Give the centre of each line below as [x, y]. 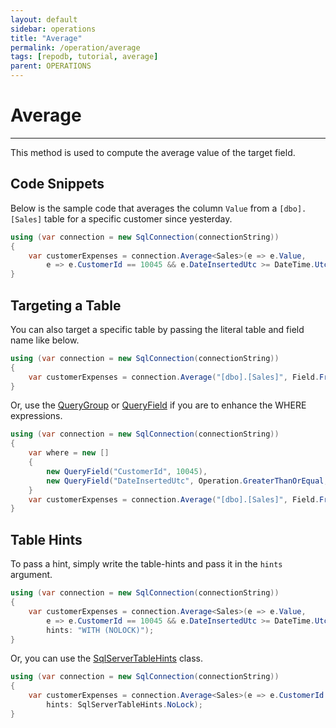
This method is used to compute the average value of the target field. [153, 152]
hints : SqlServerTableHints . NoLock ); [124, 705]
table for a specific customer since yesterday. [138, 218]
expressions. [36, 416]
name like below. [45, 340]
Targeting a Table [66, 305]
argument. [31, 575]
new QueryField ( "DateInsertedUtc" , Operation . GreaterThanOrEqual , [187, 481]
